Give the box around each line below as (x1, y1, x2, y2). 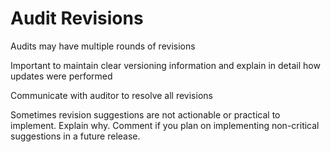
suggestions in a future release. (10, 130, 141, 142)
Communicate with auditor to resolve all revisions (10, 89, 213, 101)
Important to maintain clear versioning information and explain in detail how (10, 59, 321, 71)
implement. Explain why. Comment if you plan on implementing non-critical (10, 119, 320, 131)
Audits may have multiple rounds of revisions (10, 40, 196, 52)
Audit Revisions (10, 7, 144, 30)
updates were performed (10, 70, 113, 82)
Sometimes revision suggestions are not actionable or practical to (10, 108, 281, 121)
